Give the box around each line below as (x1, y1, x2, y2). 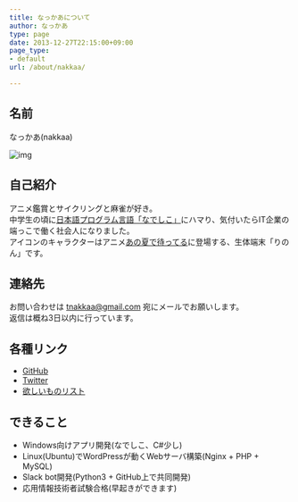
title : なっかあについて (9, 13, 91, 22)
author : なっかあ (9, 21, 69, 30)
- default (9, 54, 46, 63)
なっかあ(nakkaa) (9, 131, 73, 142)
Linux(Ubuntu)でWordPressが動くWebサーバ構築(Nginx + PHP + (21, 450, 260, 461)
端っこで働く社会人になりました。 (9, 225, 135, 236)
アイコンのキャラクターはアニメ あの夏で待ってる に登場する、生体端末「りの (9, 236, 290, 247)
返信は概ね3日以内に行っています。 (9, 313, 138, 323)
